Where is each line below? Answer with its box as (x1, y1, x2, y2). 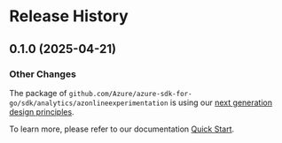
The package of (9, 87, 67, 98)
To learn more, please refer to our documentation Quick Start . (9, 124, 235, 134)
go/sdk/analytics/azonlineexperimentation (9, 99, 168, 108)
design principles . (9, 106, 74, 117)
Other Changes (9, 68, 77, 80)
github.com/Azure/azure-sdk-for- (68, 89, 192, 98)
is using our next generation (169, 97, 273, 108)
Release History (9, 6, 129, 26)
